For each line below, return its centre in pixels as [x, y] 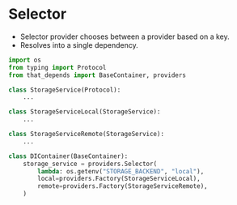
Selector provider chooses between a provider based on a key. [125, 36]
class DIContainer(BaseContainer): [68, 156]
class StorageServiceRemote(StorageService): [86, 135]
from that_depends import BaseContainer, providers [97, 75]
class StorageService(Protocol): [65, 90]
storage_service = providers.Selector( [90, 164]
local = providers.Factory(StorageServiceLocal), [119, 179]
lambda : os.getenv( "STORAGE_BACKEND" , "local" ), [121, 171]
